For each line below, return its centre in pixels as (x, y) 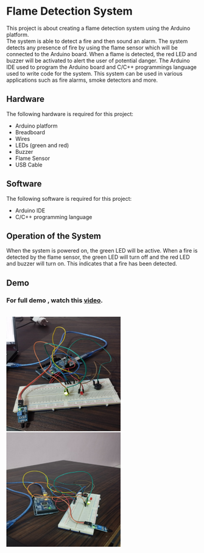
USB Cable (29, 164)
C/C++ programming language (54, 217)
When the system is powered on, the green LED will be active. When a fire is (102, 251)
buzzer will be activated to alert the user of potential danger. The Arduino (98, 60)
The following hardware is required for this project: (70, 114)
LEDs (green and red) (42, 145)
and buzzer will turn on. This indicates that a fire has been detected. (92, 264)
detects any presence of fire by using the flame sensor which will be (92, 48)
